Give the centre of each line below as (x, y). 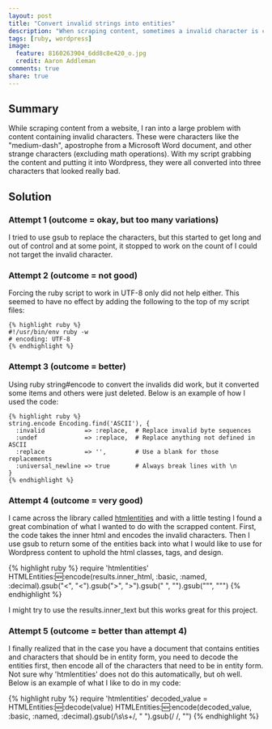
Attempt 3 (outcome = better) (68, 367)
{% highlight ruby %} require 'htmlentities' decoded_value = (108, 699)
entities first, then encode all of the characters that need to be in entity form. (136, 666)
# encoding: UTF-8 (39, 339)
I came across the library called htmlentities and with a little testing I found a (135, 518)
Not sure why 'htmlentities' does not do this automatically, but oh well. (125, 674)
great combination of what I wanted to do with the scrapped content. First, (132, 527)
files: (17, 310)
